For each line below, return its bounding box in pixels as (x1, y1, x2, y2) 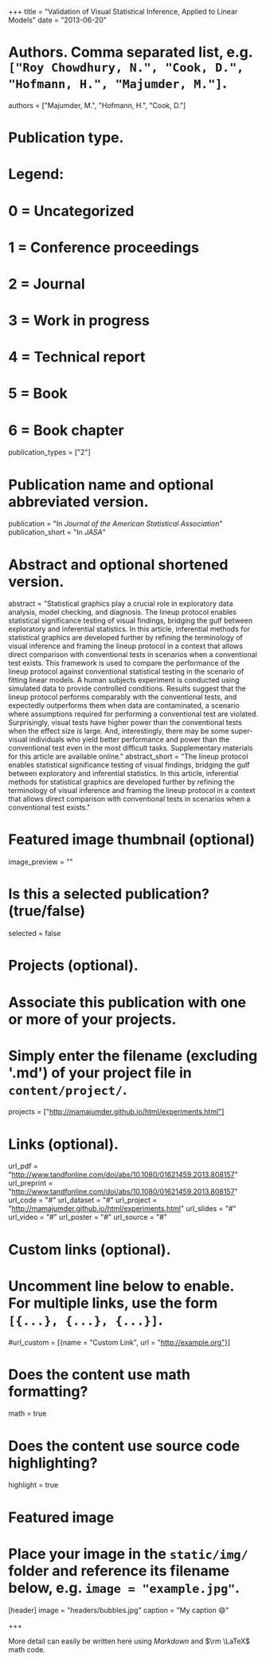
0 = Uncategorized (8, 201, 135, 220)
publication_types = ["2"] (8, 448, 91, 457)
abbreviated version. (8, 492, 149, 511)
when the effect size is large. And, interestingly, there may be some (8, 727, 229, 736)
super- (230, 727, 253, 736)
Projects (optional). (8, 957, 139, 974)
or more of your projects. (8, 1010, 177, 1028)
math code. (8, 1644, 46, 1654)
